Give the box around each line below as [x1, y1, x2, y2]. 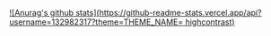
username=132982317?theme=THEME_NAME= [9, 17, 184, 27]
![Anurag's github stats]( [9, 8, 101, 18]
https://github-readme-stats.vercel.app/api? [99, 8, 262, 18]
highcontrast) [185, 17, 235, 27]
